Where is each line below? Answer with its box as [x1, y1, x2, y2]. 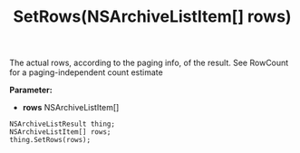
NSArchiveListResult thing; [9, 120, 116, 129]
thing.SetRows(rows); [9, 136, 92, 145]
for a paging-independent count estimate [9, 67, 163, 78]
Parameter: [9, 84, 53, 96]
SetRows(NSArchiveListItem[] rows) [13, 6, 292, 27]
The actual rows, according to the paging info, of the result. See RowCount [9, 57, 289, 69]
